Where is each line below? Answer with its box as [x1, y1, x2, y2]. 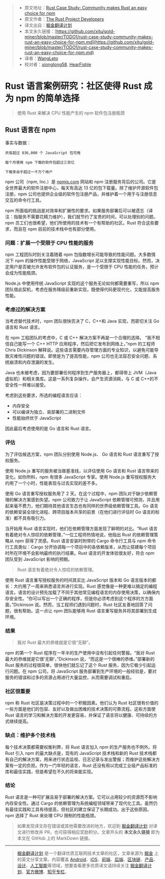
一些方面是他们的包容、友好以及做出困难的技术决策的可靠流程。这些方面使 [5, 706, 156, 712]
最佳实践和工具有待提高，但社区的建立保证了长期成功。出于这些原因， [9, 806, 151, 812]
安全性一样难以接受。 [5, 382, 48, 388]
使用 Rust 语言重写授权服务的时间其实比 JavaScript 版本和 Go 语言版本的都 [5, 577, 156, 583]
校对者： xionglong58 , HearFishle [24, 61, 92, 67]
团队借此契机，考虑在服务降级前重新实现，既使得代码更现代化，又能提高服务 [5, 287, 160, 293]
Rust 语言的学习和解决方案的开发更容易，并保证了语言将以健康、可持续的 [5, 712, 153, 718]
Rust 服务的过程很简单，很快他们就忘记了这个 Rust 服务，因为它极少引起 [5, 662, 152, 668]
